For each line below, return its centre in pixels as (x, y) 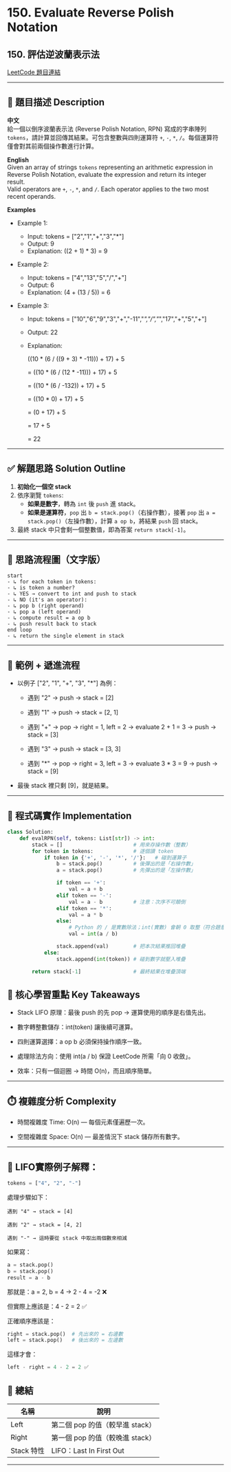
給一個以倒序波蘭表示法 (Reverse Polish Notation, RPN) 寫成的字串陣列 (107, 129)
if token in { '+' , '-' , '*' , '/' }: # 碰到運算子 (115, 858)
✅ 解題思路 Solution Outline (66, 469)
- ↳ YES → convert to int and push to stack (72, 594)
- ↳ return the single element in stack (66, 636)
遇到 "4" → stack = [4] (40, 1211)
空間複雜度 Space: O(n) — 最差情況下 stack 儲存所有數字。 (100, 1137)
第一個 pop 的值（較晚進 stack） (103, 1438)
